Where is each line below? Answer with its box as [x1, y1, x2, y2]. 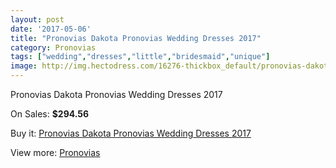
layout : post [10, 14, 65, 25]
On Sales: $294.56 [10, 108, 90, 120]
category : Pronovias [10, 42, 97, 53]
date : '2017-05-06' [10, 24, 92, 34]
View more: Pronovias [10, 147, 101, 158]
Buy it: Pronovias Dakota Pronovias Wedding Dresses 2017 [10, 127, 252, 139]
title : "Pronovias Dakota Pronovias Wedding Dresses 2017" [10, 33, 262, 43]
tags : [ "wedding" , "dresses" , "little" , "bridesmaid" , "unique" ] [10, 52, 271, 62]
